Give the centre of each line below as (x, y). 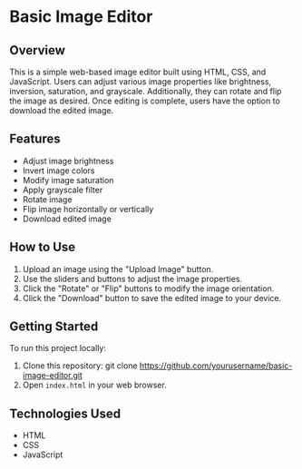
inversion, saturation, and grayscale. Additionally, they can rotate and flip (146, 91)
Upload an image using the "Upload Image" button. (118, 269)
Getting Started (54, 327)
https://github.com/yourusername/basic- (216, 366)
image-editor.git (53, 376)
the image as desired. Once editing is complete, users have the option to (145, 101)
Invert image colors (58, 171)
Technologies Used (65, 413)
